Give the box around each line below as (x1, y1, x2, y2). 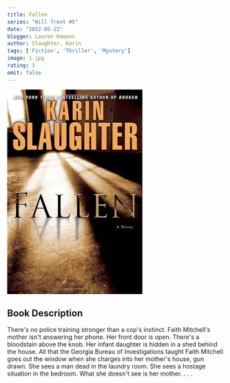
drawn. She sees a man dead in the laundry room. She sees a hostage (7, 362, 206, 371)
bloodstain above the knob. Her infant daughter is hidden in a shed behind (7, 340, 218, 349)
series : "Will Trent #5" (7, 18, 79, 25)
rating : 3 (7, 62, 36, 69)
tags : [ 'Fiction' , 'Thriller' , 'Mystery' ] (7, 48, 131, 54)
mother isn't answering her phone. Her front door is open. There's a (7, 333, 200, 341)
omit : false (7, 69, 41, 76)
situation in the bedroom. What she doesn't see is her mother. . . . (7, 369, 193, 378)
